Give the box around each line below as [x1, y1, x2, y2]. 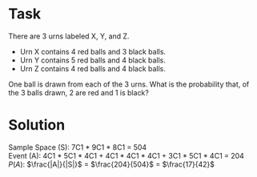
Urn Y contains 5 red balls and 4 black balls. [19, 55, 166, 65]
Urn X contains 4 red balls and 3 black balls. [19, 46, 167, 56]
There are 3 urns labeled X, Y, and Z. [8, 31, 130, 41]
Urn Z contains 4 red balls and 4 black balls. [19, 63, 167, 73]
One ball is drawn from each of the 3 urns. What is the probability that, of [8, 79, 250, 89]
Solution [8, 116, 66, 135]
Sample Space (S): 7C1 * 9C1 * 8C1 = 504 [8, 142, 147, 152]
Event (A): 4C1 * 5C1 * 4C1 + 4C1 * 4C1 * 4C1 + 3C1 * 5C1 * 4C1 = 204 [8, 151, 244, 160]
